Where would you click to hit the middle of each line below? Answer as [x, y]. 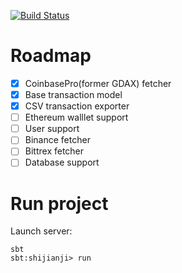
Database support [62, 162]
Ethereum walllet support [76, 117]
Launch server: [41, 231]
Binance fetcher [57, 140]
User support [52, 129]
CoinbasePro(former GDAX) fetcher [98, 83]
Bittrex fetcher [54, 151]
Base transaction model [73, 94]
